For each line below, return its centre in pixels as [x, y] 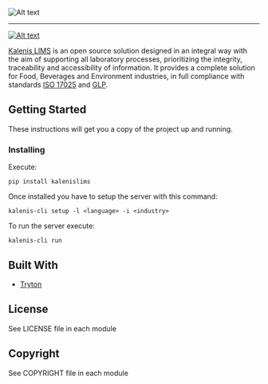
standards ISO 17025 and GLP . [58, 85]
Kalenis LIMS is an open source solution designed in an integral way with [128, 51]
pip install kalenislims [49, 182]
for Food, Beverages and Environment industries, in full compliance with [126, 76]
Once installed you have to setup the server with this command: [113, 196]
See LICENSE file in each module [63, 328]
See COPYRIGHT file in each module [69, 373]
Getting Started [47, 110]
